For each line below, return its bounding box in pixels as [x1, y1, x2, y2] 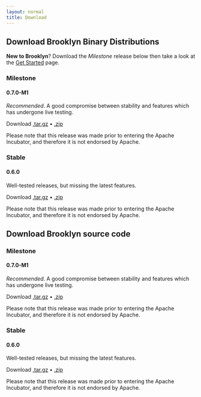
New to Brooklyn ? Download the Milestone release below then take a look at [6, 52, 196, 60]
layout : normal [6, 8, 44, 15]
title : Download [6, 14, 47, 20]
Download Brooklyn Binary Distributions [6, 37, 160, 47]
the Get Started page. [6, 59, 60, 66]
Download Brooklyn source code [6, 229, 131, 239]
